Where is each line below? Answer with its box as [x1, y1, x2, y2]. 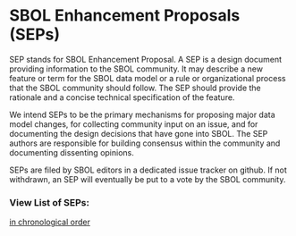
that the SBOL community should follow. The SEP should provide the [9, 82, 261, 93]
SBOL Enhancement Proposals [9, 5, 241, 26]
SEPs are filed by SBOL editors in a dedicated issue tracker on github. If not [9, 164, 288, 175]
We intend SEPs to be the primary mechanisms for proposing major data [9, 109, 275, 120]
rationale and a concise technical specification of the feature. [9, 91, 235, 103]
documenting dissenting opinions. [9, 147, 134, 157]
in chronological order [9, 216, 91, 228]
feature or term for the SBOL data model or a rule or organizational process [9, 72, 286, 83]
